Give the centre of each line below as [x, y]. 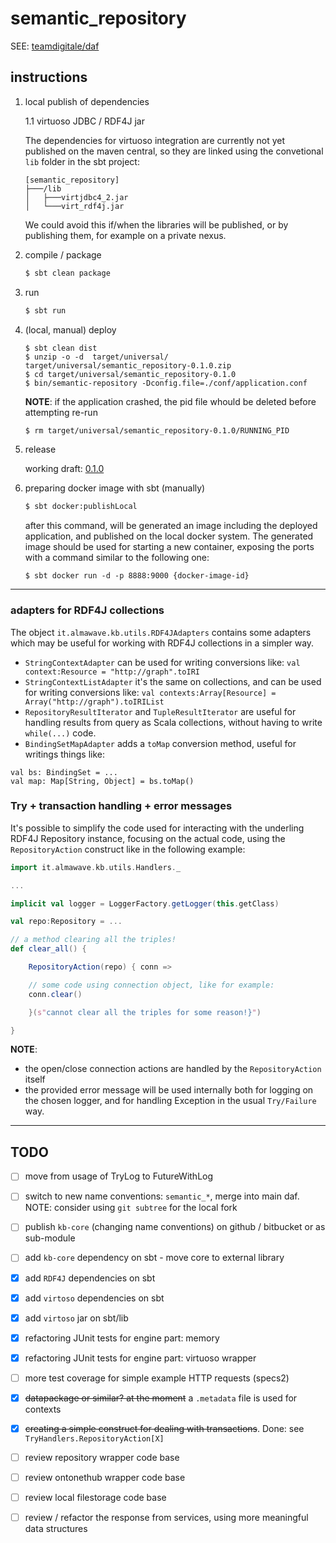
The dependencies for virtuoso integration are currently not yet [155, 140]
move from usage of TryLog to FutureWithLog [119, 1176]
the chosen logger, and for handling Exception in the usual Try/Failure [170, 1101]
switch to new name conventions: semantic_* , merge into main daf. [162, 1196]
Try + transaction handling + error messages [121, 806]
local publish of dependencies [87, 101]
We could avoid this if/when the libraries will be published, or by [156, 224]
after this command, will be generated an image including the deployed [171, 526]
